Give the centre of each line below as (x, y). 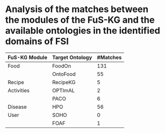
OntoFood (64, 74)
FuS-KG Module (28, 57)
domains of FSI (37, 42)
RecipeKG (64, 82)
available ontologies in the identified (83, 31)
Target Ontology (72, 57)
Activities (19, 90)
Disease (17, 107)
